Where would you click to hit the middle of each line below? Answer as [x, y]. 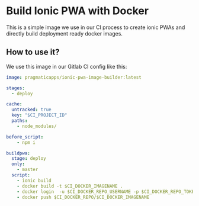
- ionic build [34, 181]
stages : [16, 88]
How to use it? [33, 52]
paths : [20, 121]
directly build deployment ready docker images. [65, 33]
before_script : [25, 137]
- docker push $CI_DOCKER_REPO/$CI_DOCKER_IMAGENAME [83, 197]
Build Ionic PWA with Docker [78, 11]
